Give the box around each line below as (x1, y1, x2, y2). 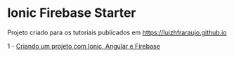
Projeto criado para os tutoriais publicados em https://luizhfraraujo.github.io (7, 28, 227, 37)
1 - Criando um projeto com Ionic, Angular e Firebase (7, 42, 160, 50)
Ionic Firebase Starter (7, 5, 136, 21)
